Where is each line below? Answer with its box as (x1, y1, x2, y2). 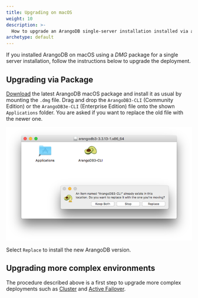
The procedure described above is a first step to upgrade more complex (6, 279, 181, 286)
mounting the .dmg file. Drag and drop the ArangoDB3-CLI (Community (6, 96, 174, 103)
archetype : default (6, 34, 54, 41)
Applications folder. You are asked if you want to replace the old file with (6, 109, 184, 116)
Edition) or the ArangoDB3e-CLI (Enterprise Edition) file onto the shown (6, 102, 175, 110)
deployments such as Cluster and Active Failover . (6, 285, 126, 292)
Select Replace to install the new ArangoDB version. (6, 246, 131, 253)
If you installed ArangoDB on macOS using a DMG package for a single (6, 51, 179, 58)
